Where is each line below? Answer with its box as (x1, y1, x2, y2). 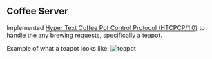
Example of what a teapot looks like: (6, 44, 110, 52)
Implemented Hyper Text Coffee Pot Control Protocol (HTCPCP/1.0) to (6, 23, 205, 32)
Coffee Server (6, 5, 68, 17)
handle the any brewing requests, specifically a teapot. (6, 31, 163, 39)
